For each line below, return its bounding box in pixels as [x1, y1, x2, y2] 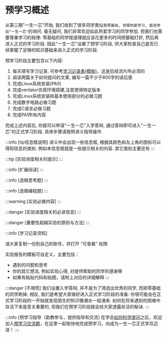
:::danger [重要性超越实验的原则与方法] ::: [5, 219, 90, 225]
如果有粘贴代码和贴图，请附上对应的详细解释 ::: [12, 274, 110, 280]
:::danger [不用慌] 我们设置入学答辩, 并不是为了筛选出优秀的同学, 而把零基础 [5, 285, 161, 291]
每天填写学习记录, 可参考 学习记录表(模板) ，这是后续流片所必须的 [12, 68, 145, 74]
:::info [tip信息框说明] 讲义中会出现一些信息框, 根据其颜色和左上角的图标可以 [5, 139, 161, 145]
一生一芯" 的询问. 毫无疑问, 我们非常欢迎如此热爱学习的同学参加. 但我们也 [11, 28, 158, 34]
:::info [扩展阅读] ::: [5, 167, 44, 172]
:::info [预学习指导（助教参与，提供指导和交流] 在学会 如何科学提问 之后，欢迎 [5, 314, 163, 320]
